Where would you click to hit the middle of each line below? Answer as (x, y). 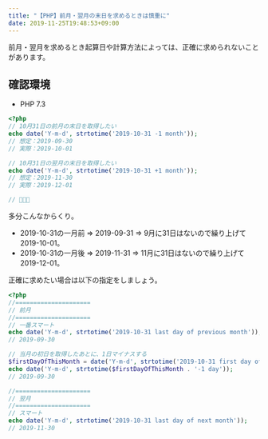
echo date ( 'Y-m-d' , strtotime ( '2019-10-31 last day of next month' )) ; (128, 421)
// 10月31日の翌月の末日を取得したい (63, 163)
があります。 (29, 57)
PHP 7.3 (33, 104)
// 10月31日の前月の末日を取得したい (63, 126)
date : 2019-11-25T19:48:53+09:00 (64, 23)
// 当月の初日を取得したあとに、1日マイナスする (78, 354)
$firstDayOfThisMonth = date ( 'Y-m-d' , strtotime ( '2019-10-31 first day (130, 362)
